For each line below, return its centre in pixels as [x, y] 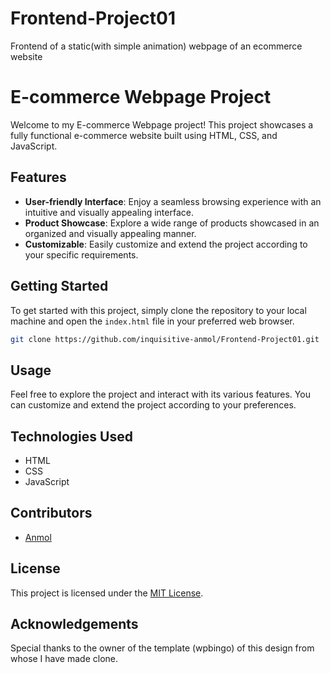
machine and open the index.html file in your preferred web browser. [152, 321]
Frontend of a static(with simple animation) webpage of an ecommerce [156, 46]
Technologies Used [71, 436]
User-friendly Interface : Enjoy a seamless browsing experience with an [173, 201]
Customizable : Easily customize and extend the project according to [166, 244]
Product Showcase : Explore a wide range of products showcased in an [172, 223]
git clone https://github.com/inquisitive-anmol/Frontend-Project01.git [165, 339]
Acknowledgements [74, 624]
